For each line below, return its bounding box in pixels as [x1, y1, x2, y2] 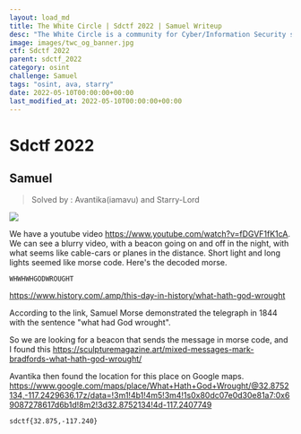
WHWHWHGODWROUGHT [9, 274, 74, 283]
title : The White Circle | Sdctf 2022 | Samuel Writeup [9, 22, 222, 30]
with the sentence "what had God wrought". [9, 317, 172, 328]
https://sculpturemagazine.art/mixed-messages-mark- [52, 344, 254, 355]
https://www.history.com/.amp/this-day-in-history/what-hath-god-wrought [9, 291, 286, 301]
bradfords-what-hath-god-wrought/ [9, 353, 142, 364]
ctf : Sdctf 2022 [9, 47, 70, 56]
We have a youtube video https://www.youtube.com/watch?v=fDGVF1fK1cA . [9, 229, 291, 239]
